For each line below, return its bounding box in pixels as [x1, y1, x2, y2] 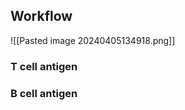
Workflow [10, 8, 73, 25]
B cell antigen [10, 86, 78, 100]
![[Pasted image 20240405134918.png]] [10, 34, 176, 46]
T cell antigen [10, 59, 78, 73]
